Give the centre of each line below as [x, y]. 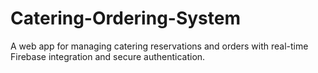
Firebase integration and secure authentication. [108, 56]
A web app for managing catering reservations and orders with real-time [159, 46]
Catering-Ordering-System [126, 18]
